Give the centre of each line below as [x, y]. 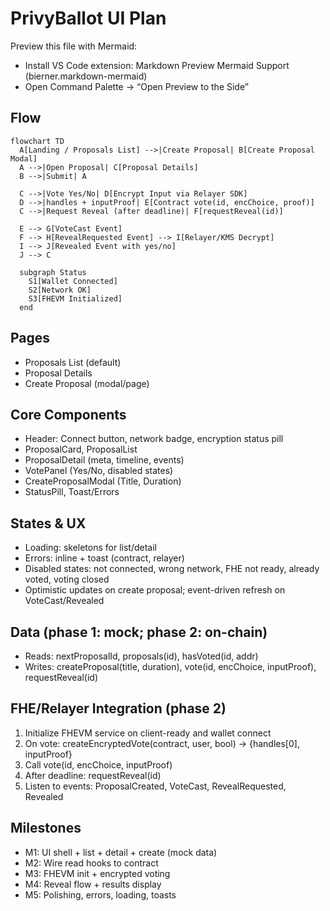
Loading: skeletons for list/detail [91, 548]
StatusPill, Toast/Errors [72, 492]
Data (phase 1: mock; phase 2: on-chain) [139, 632]
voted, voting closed [67, 579]
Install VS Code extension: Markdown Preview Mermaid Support [157, 65]
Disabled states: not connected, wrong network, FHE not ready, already [172, 569]
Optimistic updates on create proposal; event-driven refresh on [155, 590]
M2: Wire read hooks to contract [91, 863]
